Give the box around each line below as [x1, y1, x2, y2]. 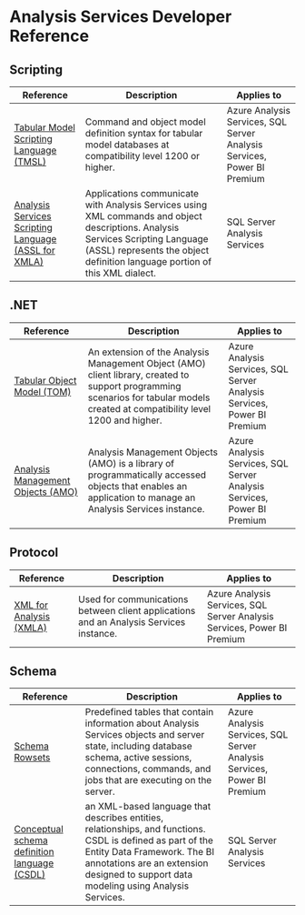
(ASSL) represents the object [84, 244, 210, 256]
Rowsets [14, 751, 51, 764]
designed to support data [84, 869, 193, 881]
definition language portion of [84, 256, 212, 267]
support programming [87, 379, 182, 392]
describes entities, [84, 811, 163, 824]
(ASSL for [14, 244, 56, 256]
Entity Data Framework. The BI [84, 846, 215, 859]
